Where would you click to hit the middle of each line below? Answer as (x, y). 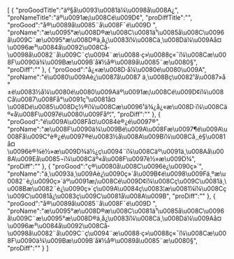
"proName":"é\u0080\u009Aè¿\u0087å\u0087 (74, 77)
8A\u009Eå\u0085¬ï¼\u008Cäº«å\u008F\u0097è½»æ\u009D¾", (102, 159)
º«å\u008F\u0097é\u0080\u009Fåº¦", (61, 114)
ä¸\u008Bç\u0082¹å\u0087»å (184, 77)
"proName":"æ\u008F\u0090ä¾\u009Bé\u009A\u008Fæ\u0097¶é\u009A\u (117, 129)
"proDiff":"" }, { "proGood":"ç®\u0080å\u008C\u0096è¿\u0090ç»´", (105, 166)
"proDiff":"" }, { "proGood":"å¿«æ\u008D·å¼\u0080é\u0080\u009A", (107, 70)
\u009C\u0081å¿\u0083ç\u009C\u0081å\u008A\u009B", (89, 196)
